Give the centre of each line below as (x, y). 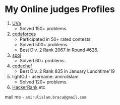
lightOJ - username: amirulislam (45, 76)
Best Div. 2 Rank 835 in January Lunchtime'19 (67, 71)
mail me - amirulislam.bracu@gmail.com (46, 97)
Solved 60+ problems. (43, 60)
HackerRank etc (29, 87)
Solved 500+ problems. (44, 44)
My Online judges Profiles (60, 9)
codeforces (24, 34)
